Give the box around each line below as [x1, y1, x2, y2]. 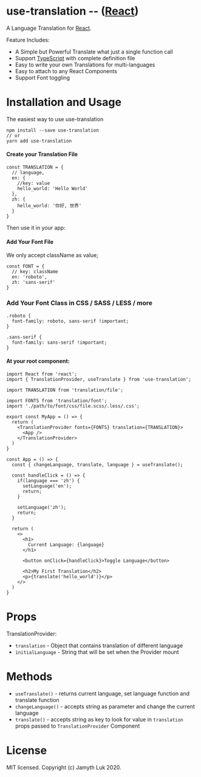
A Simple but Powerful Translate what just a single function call [15, 48, 173, 55]
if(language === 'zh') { [17, 477, 80, 484]
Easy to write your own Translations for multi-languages [15, 61, 155, 68]
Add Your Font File [6, 238, 53, 245]
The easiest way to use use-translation [6, 115, 104, 122]
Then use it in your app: [6, 224, 66, 232]
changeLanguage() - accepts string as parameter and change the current [15, 703, 196, 710]
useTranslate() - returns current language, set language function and [15, 690, 190, 697]
